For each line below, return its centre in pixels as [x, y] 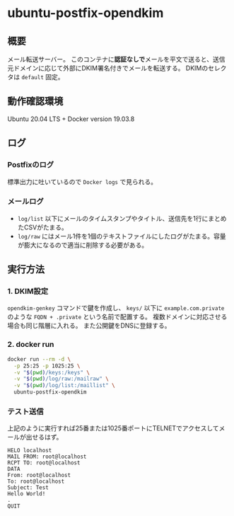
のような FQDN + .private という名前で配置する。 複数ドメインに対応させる [117, 317]
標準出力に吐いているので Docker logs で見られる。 [82, 181]
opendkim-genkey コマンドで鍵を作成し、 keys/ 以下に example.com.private [116, 308]
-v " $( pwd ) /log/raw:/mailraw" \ [62, 379]
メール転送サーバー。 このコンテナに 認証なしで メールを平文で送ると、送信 [116, 59]
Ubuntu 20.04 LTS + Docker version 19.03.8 [71, 119]
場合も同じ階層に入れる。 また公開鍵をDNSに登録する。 [89, 326]
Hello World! [27, 494]
